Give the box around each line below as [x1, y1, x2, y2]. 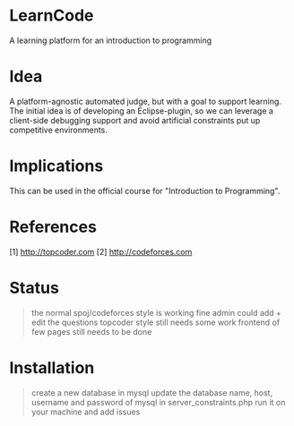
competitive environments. [9, 124, 108, 135]
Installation [9, 357, 95, 378]
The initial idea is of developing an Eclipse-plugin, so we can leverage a [9, 105, 273, 116]
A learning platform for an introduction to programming [9, 35, 212, 46]
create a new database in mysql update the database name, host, [30, 387, 273, 398]
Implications [9, 156, 104, 176]
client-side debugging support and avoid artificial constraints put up [9, 115, 261, 125]
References [9, 217, 97, 237]
